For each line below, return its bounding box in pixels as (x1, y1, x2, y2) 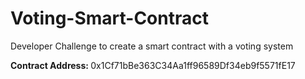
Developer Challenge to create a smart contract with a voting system (10, 40, 294, 52)
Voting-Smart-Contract (10, 7, 209, 30)
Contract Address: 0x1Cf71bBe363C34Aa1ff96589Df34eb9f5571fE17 (10, 59, 296, 71)
